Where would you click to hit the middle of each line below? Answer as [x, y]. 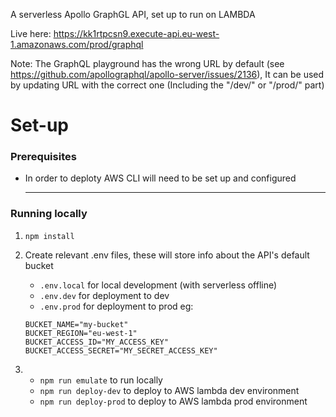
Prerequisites [43, 157]
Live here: [31, 33]
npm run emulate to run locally [101, 380]
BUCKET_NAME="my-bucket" [76, 324]
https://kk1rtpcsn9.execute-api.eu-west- [136, 33]
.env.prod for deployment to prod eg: [116, 306]
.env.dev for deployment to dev [104, 295]
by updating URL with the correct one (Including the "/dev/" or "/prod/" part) [167, 85]
